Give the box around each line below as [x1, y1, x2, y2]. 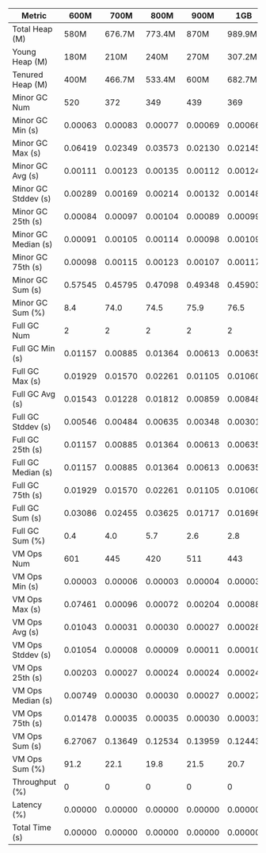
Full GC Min [12, 343, 55, 354]
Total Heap [12, 24, 53, 34]
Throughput [12, 777, 57, 787]
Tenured [12, 69, 44, 80]
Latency [12, 799, 42, 810]
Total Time [12, 822, 51, 832]
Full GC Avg [12, 389, 55, 399]
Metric [21, 10, 47, 21]
